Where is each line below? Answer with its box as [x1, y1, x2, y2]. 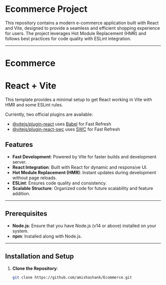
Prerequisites [5, 209, 47, 218]
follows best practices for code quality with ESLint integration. [5, 36, 132, 42]
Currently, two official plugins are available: [5, 111, 93, 117]
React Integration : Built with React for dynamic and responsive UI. [12, 164, 148, 170]
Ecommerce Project [5, 3, 87, 15]
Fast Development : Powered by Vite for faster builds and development [12, 153, 157, 159]
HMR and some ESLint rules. [5, 102, 63, 108]
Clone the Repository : [12, 265, 58, 271]
